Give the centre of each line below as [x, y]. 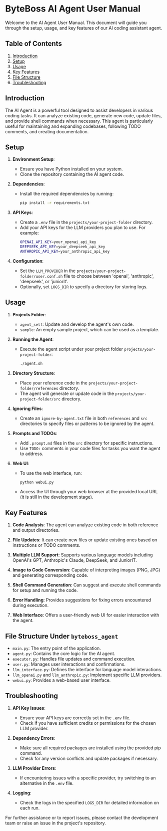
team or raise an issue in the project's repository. [55, 823]
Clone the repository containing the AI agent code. [72, 174]
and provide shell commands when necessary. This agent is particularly [79, 121]
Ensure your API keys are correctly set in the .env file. [75, 718]
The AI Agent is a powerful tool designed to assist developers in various [79, 110]
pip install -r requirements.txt [55, 203]
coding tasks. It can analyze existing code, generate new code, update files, [83, 115]
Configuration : [28, 261]
